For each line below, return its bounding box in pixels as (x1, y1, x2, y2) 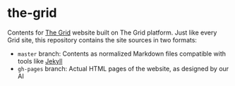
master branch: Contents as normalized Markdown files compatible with (17, 49, 227, 58)
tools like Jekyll (17, 56, 63, 65)
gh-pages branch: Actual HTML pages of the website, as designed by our (17, 64, 229, 73)
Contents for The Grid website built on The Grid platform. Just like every (7, 28, 217, 37)
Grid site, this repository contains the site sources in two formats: (7, 35, 198, 44)
